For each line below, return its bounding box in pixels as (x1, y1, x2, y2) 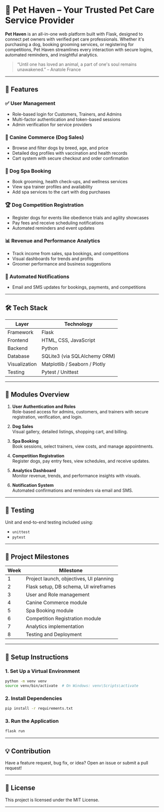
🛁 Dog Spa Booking (5, 167, 51, 174)
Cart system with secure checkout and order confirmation (12, 155, 129, 161)
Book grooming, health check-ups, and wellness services (12, 179, 128, 185)
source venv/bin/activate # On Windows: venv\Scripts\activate (5, 683, 139, 688)
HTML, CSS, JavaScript (41, 336, 95, 343)
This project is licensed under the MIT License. (5, 797, 100, 803)
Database (7, 353, 30, 359)
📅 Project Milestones (5, 552, 69, 561)
